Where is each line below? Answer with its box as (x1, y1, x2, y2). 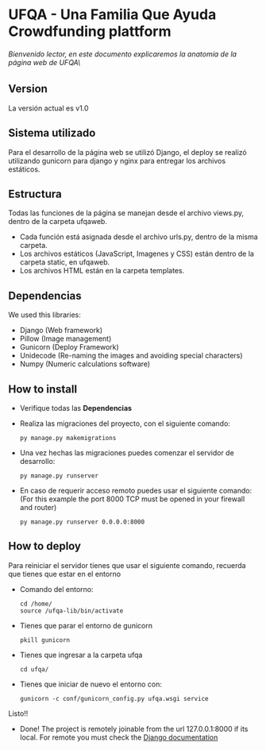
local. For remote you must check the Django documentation (19, 733, 218, 742)
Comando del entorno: (19, 584, 94, 593)
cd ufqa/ (19, 665, 49, 673)
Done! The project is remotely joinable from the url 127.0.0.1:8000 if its (19, 724, 249, 733)
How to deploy (8, 539, 82, 553)
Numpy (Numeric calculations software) (19, 359, 151, 369)
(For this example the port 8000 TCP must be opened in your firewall (19, 494, 245, 504)
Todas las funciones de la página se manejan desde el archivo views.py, (8, 208, 245, 218)
